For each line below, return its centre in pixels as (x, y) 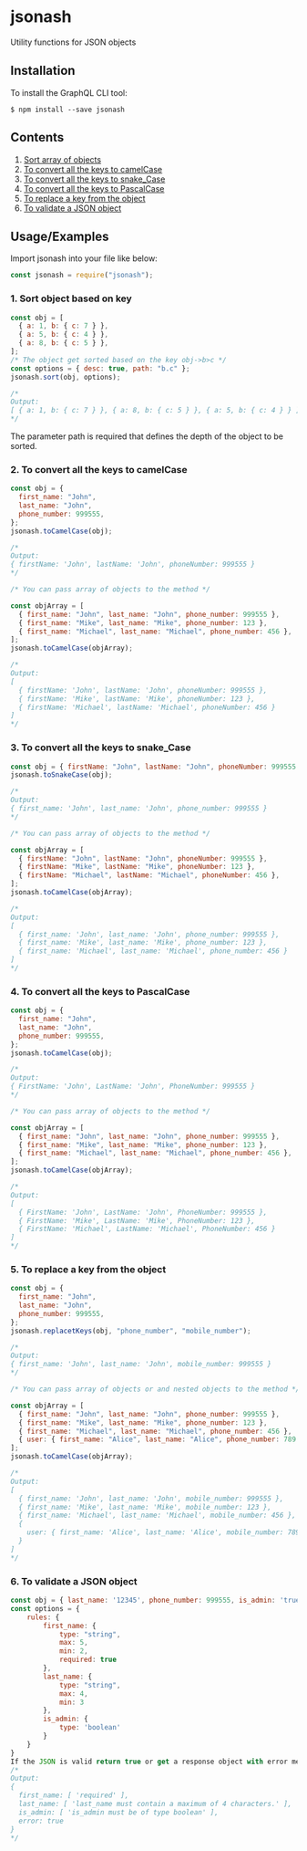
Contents (37, 137)
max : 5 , (74, 1643)
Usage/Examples (60, 236)
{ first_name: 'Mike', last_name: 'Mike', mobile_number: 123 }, (145, 1507)
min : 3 (72, 1702)
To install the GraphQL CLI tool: (69, 92)
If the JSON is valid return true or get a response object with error (149, 1762)
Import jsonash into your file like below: (84, 258)
